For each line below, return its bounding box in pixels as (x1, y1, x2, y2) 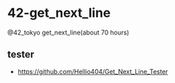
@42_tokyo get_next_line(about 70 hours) (7, 28, 130, 37)
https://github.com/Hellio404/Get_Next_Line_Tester (17, 67, 169, 75)
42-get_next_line (7, 5, 111, 21)
